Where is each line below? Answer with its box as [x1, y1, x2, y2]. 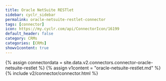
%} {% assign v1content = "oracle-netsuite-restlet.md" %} [38, 65, 161, 71]
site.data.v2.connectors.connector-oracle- [63, 59, 153, 65]
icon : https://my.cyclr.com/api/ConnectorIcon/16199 [5, 26, 120, 32]
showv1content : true [5, 45, 49, 50]
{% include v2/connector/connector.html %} [5, 70, 98, 76]
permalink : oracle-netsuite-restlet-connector [5, 17, 106, 22]
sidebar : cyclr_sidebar [5, 12, 56, 17]
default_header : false [5, 31, 53, 36]
